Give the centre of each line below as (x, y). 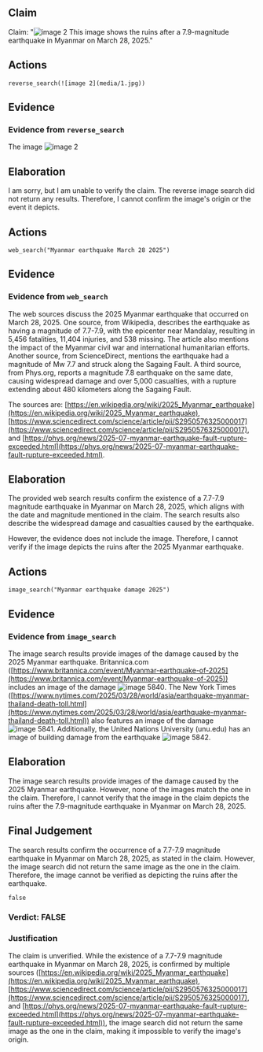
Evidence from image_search (62, 636)
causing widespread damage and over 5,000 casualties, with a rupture (122, 380)
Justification (33, 939)
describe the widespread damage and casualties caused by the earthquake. (131, 524)
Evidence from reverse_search (66, 129)
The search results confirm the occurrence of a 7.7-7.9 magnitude (115, 850)
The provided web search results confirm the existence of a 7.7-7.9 (116, 498)
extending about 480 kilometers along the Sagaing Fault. (100, 389)
